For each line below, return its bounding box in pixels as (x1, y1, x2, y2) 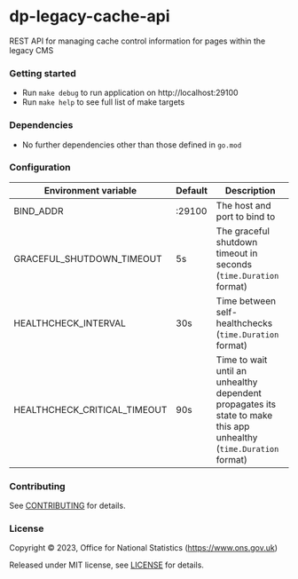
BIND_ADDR (13, 204, 64, 217)
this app (216, 420, 250, 432)
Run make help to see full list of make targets (21, 97, 185, 107)
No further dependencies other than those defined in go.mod (21, 139, 242, 150)
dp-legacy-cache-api (9, 6, 170, 27)
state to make (216, 408, 273, 421)
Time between (216, 295, 277, 307)
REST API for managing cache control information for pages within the (9, 36, 266, 46)
